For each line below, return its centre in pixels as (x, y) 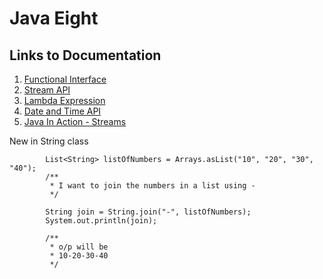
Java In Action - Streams (75, 121)
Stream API (47, 90)
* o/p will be (79, 247)
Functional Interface (65, 79)
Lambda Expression (64, 100)
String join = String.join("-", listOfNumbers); (148, 212)
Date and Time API (62, 111)
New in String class (49, 141)
